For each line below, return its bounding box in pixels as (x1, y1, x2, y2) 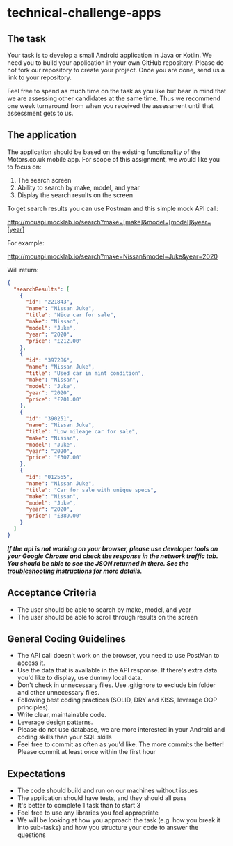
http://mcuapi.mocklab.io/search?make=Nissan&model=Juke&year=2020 (7, 252, 218, 261)
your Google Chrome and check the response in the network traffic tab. (7, 552, 218, 560)
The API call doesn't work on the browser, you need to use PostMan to (17, 652, 220, 660)
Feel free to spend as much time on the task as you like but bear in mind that (7, 87, 227, 95)
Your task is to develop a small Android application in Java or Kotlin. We (7, 51, 212, 59)
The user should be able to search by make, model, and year (17, 605, 191, 614)
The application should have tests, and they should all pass (17, 794, 187, 802)
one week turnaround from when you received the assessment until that (7, 102, 214, 109)
